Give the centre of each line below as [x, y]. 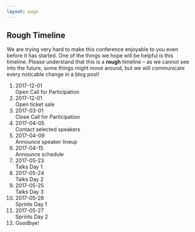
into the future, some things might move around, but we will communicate [96, 68]
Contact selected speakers [48, 129]
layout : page [23, 11]
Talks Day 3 [29, 192]
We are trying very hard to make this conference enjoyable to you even [93, 49]
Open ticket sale [35, 105]
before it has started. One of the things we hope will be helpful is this [90, 56]
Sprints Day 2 [32, 217]
